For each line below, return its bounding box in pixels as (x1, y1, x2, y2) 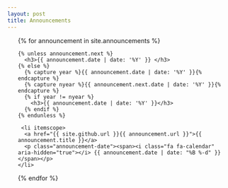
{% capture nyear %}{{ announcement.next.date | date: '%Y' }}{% (24, 81, 221, 88)
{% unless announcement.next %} (17, 50, 113, 57)
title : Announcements (7, 17, 72, 24)
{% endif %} (24, 105, 59, 113)
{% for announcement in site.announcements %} (17, 36, 161, 45)
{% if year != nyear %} (24, 93, 94, 100)
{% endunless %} (17, 112, 66, 119)
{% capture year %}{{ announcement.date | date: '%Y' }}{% (24, 69, 203, 76)
